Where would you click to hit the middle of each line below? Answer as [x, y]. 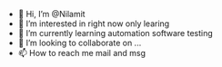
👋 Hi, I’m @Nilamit [51, 14]
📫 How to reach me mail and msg [82, 53]
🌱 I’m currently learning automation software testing [116, 33]
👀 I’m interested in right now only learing [94, 24]
